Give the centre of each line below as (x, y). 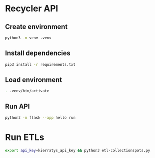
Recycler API (32, 9)
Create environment (36, 27)
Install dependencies (38, 53)
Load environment (34, 80)
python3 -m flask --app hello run (40, 118)
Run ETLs (25, 137)
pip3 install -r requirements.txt (40, 64)
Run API (18, 106)
